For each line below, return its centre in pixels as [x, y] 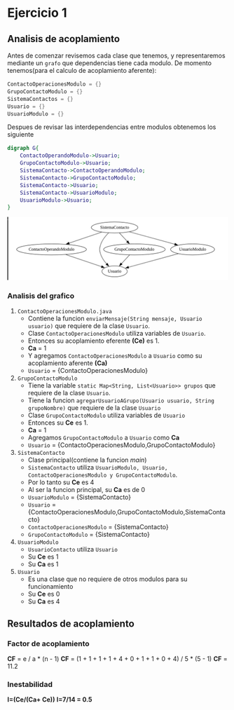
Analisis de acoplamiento [64, 39]
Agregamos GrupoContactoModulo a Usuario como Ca [104, 438]
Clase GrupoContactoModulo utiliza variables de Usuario [106, 416]
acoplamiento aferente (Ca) [68, 363]
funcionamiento [50, 587]
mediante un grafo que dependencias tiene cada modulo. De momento [110, 63]
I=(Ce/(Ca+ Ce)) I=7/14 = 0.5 [50, 699]
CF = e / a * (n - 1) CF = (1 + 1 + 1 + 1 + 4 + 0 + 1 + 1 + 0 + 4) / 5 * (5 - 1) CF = [117, 658]
